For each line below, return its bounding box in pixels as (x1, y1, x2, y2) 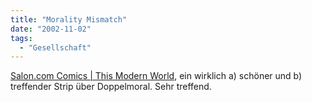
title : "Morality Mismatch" (10, 14, 128, 25)
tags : (10, 33, 33, 43)
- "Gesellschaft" (19, 42, 92, 53)
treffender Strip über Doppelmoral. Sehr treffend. (10, 81, 212, 93)
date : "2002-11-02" (10, 24, 92, 34)
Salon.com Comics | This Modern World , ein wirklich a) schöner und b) (10, 70, 303, 82)
